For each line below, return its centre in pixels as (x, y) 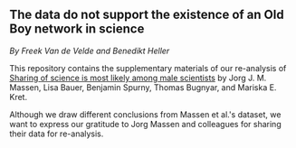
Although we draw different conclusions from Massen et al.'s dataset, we (145, 114)
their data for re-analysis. (57, 134)
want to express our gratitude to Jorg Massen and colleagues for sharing (146, 124)
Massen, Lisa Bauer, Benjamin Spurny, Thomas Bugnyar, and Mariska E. (143, 87)
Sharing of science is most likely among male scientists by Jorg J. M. (138, 78)
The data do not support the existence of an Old (147, 15)
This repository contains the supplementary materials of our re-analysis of (148, 68)
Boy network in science (77, 29)
